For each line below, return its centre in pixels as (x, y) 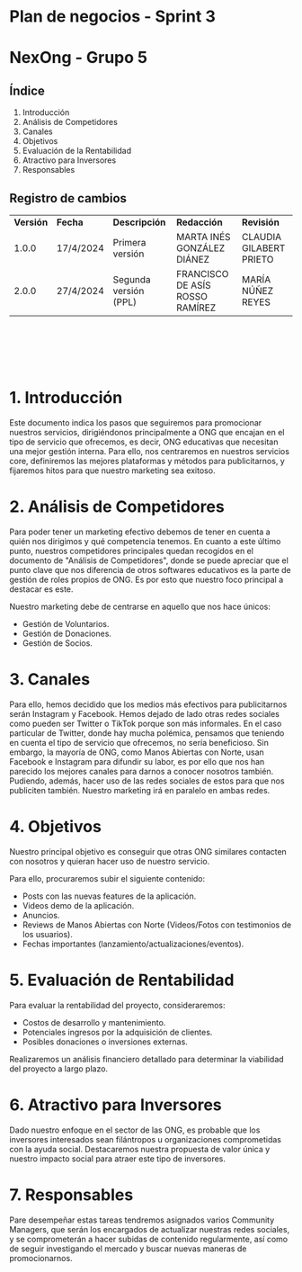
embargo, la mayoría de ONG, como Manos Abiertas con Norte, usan (137, 752)
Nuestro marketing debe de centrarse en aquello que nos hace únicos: (140, 607)
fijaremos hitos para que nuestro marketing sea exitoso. (112, 470)
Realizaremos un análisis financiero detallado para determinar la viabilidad (147, 1059)
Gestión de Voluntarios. (66, 624)
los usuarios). (48, 934)
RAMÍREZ (196, 308)
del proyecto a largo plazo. (59, 1069)
